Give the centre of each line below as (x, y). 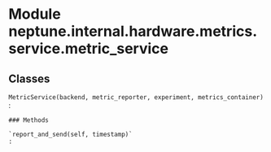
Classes (29, 78)
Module (35, 14)
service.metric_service (89, 49)
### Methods (28, 120)
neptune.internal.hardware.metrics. (133, 31)
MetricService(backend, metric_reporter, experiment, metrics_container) (136, 98)
